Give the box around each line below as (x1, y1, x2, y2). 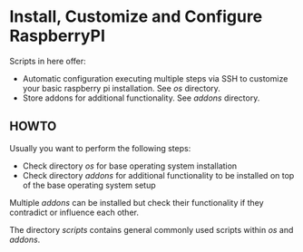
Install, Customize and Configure (9, 6, 263, 27)
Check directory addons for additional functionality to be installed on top (22, 170, 295, 180)
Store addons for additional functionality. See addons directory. (22, 92, 260, 103)
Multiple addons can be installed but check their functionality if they (9, 197, 265, 208)
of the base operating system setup (22, 179, 156, 190)
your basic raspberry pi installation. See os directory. (22, 82, 220, 93)
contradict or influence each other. (9, 207, 139, 218)
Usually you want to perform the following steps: (9, 142, 191, 153)
